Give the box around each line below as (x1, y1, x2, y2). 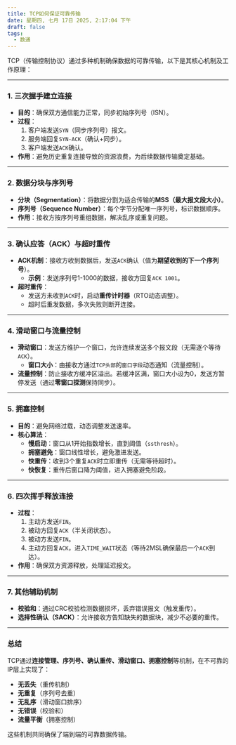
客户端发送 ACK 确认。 (27, 143, 88, 152)
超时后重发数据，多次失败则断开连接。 (27, 300, 139, 309)
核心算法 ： (17, 430, 49, 439)
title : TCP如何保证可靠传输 (7, 10, 81, 18)
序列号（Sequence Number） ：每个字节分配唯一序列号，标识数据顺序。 (17, 204, 225, 213)
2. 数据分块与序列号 (7, 178, 74, 188)
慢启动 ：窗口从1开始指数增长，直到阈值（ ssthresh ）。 (27, 439, 183, 447)
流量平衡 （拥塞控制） (17, 715, 79, 723)
